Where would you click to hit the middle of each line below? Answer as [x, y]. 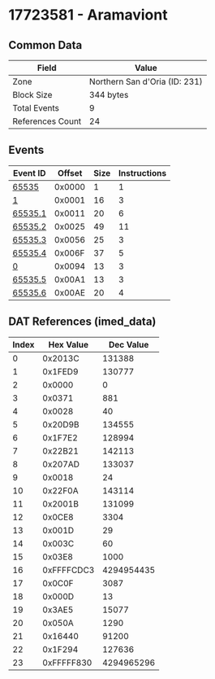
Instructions [143, 173]
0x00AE [70, 292]
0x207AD [61, 464]
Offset [70, 173]
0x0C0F [58, 583]
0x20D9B [61, 424]
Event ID [29, 173]
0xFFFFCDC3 [69, 570]
